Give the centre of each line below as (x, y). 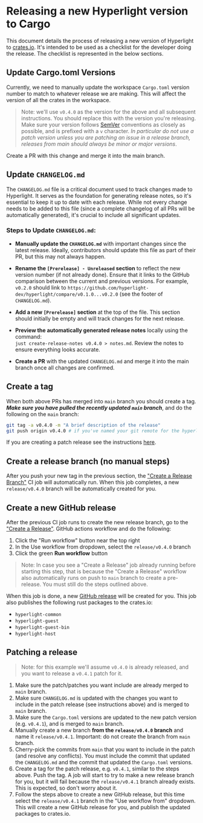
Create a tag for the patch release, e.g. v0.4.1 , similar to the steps (97, 769)
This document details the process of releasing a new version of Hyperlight (100, 41)
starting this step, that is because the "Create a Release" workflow (104, 571)
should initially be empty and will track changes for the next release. (100, 318)
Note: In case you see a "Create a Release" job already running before (108, 565)
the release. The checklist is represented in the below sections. (85, 53)
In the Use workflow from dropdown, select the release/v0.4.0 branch (103, 547)
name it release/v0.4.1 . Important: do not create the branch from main (102, 737)
